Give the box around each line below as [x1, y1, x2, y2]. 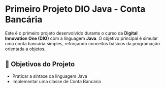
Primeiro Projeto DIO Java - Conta [5, 3, 146, 15]
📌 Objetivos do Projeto [5, 60, 75, 68]
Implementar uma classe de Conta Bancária [12, 78, 101, 84]
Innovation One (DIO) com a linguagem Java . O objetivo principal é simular [5, 35, 158, 41]
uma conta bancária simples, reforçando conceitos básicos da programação [5, 40, 160, 46]
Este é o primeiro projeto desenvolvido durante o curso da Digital [5, 30, 138, 36]
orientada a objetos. [5, 46, 46, 52]
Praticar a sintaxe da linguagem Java [12, 73, 88, 79]
